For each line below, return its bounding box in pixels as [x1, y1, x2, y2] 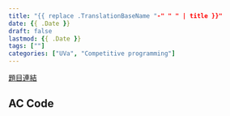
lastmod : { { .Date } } [8, 34, 82, 43]
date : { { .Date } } [8, 19, 70, 28]
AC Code [8, 97, 54, 110]
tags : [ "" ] [8, 42, 45, 50]
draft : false [8, 27, 53, 35]
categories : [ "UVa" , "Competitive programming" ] [8, 49, 176, 58]
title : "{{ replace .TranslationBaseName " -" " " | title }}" [8, 11, 223, 20]
